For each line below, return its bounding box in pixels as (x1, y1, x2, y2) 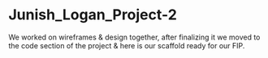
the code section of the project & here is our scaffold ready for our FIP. (8, 40, 245, 50)
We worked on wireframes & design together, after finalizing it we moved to (8, 32, 261, 42)
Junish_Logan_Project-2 (8, 6, 177, 24)
